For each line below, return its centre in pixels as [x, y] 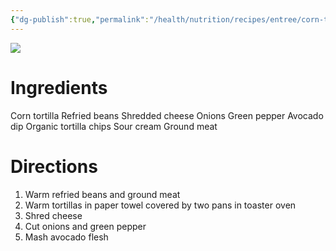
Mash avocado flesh [66, 237]
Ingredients [59, 87]
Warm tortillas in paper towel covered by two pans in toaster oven [160, 205]
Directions [54, 166]
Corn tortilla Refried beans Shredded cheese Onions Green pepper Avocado [167, 115]
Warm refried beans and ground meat [102, 194]
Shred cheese [53, 215]
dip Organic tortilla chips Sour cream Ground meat [114, 126]
